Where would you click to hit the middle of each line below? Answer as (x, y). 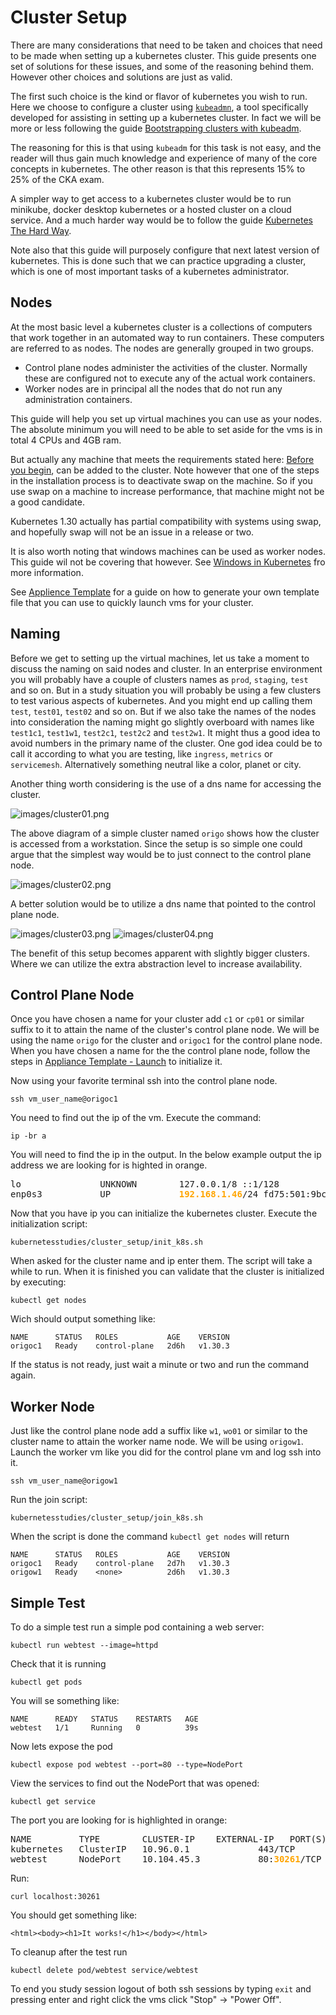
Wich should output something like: (83, 1319)
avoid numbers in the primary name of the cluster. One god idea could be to (166, 743)
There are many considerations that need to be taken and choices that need (166, 45)
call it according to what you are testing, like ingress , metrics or (141, 753)
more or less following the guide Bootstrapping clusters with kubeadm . (156, 128)
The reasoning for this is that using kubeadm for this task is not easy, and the (166, 147)
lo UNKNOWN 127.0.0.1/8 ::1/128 (145, 1184)
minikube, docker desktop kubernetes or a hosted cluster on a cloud (151, 209)
